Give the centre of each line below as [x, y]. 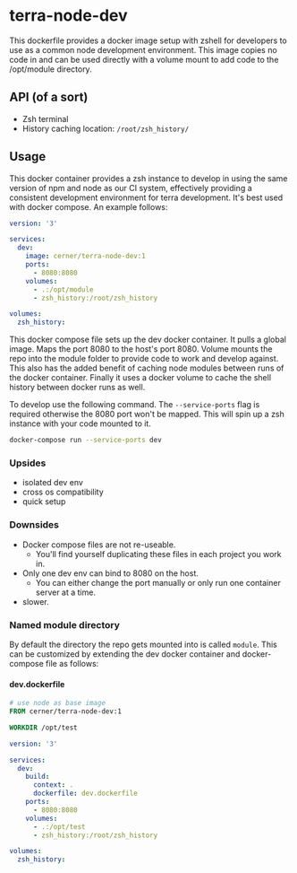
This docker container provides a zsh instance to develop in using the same [148, 178]
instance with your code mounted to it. [81, 423]
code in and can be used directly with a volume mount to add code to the [144, 59]
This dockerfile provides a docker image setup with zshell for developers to [148, 40]
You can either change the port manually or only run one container [158, 582]
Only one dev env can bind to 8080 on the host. [110, 573]
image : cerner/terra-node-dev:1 [85, 257]
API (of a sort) [49, 97]
